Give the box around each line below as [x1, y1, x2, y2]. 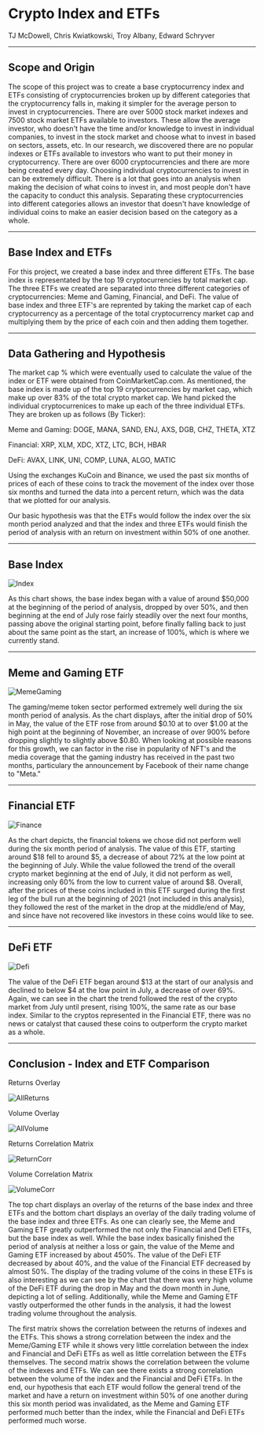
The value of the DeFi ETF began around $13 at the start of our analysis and [8, 977, 254, 986]
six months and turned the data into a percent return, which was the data [8, 487, 244, 497]
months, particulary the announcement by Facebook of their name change [8, 761, 249, 770]
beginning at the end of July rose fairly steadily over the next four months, [8, 611, 249, 620]
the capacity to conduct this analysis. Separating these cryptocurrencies [8, 190, 244, 200]
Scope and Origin [8, 61, 95, 75]
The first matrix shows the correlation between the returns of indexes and [8, 1324, 247, 1334]
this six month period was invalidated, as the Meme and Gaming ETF [8, 1399, 230, 1409]
